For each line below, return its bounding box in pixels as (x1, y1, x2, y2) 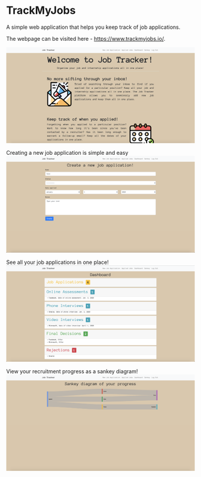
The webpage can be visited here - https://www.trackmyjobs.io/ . (6, 35, 166, 42)
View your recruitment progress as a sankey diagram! (6, 368, 138, 375)
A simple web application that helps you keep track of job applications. (6, 23, 181, 31)
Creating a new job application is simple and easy (6, 149, 129, 157)
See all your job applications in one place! (6, 259, 109, 266)
